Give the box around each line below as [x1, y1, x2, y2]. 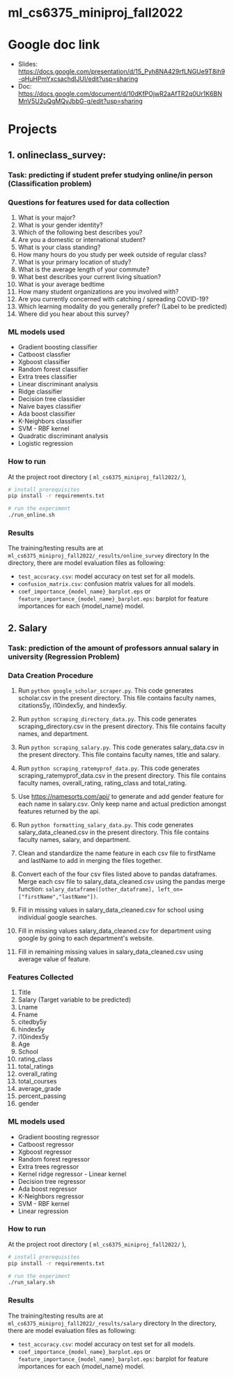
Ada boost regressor [17, 1184, 77, 1193]
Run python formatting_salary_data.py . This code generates [17, 820, 194, 829]
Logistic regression [17, 439, 74, 448]
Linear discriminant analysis [17, 380, 98, 389]
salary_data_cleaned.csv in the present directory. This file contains [17, 828, 210, 836]
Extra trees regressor [17, 1162, 79, 1171]
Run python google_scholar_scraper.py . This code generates [17, 686, 194, 695]
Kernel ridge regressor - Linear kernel [17, 1170, 127, 1178]
